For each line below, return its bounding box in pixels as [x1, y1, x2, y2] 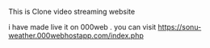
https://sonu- [157, 22, 202, 31]
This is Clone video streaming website [8, 7, 136, 16]
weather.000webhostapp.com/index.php [8, 31, 144, 40]
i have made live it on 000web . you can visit [8, 22, 157, 31]
